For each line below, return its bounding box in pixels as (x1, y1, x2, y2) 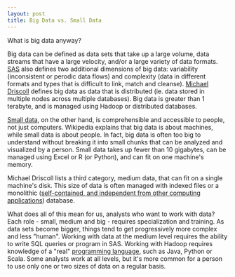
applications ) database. (7, 196, 75, 204)
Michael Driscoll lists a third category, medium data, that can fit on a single (7, 173, 223, 182)
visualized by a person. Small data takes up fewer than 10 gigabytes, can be (7, 145, 227, 154)
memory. (7, 160, 33, 168)
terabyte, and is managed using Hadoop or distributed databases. (7, 102, 198, 110)
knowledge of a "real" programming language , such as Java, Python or (7, 247, 213, 255)
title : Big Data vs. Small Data (7, 17, 102, 24)
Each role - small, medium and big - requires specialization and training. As (7, 217, 224, 225)
